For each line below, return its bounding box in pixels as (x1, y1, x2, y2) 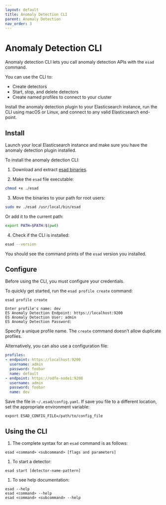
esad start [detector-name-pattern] (5, 468, 81, 473)
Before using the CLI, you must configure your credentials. (5, 278, 125, 284)
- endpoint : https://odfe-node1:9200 (5, 376, 83, 381)
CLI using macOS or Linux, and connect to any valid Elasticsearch (5, 109, 140, 115)
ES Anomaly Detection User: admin (5, 315, 77, 320)
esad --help (5, 487, 30, 492)
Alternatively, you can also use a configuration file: (5, 343, 109, 349)
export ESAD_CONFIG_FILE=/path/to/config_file (5, 413, 103, 418)
